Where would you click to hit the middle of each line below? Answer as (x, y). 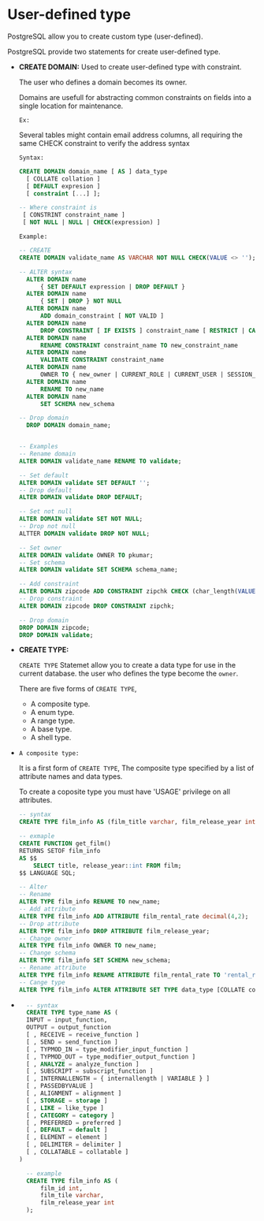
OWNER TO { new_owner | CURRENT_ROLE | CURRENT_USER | (132, 375)
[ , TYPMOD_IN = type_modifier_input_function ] (108, 1049)
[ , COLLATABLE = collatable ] (78, 1152)
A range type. (53, 721)
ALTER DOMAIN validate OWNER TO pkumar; (86, 555)
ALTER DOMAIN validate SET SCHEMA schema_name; (99, 570)
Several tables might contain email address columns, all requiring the (131, 135)
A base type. (51, 729)
